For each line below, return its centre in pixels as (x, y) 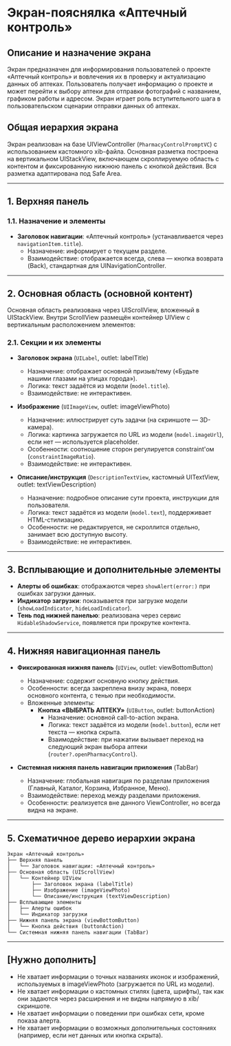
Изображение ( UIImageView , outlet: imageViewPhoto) (93, 406)
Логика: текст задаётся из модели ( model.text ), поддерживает (119, 512)
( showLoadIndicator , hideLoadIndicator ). (74, 608)
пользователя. (48, 505)
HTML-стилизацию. (56, 520)
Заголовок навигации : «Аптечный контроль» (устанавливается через (120, 236)
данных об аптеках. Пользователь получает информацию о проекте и (110, 84)
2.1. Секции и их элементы (54, 342)
